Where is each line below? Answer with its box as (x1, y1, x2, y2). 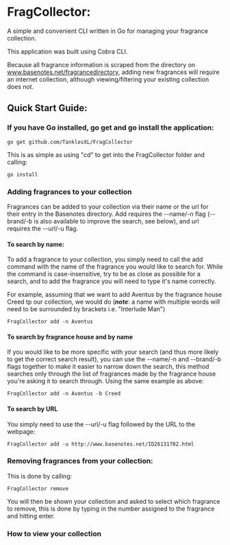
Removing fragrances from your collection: (7, 457, 153, 466)
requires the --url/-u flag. (7, 224, 79, 232)
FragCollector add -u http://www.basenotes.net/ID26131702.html (7, 440, 194, 448)
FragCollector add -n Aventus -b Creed (7, 390, 121, 398)
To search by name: (7, 240, 65, 248)
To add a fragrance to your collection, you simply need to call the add (7, 255, 203, 264)
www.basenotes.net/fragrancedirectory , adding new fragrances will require (7, 68, 220, 76)
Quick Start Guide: (7, 102, 88, 114)
